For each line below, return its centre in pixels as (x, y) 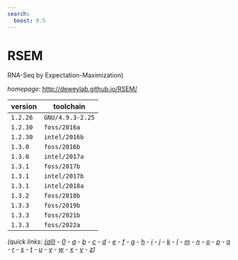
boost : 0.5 (30, 21)
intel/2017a (64, 157)
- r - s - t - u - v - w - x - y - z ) (51, 249)
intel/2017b (64, 176)
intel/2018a (64, 186)
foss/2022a (62, 225)
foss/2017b (62, 167)
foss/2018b (62, 196)
